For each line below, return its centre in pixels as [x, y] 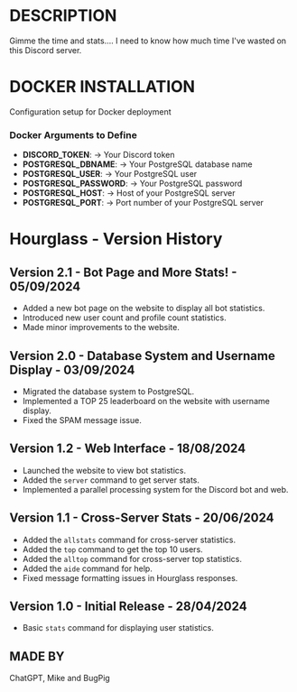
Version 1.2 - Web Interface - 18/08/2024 [128, 449]
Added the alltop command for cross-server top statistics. [132, 558]
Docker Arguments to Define [73, 134]
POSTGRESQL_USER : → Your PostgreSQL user [110, 174]
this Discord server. [46, 50]
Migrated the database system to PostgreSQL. [108, 391]
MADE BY [37, 656]
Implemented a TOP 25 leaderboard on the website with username [146, 401]
